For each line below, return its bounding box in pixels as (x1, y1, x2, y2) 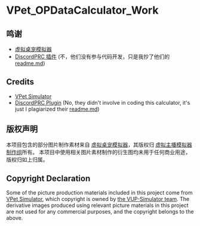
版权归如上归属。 (6, 156, 48, 163)
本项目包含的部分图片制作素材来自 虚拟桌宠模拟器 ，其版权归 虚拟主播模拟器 (6, 141, 192, 148)
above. (6, 215, 23, 222)
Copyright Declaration (6, 174, 91, 184)
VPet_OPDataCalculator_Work (6, 4, 159, 17)
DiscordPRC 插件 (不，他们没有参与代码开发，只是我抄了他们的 (14, 53, 170, 60)
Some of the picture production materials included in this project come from (6, 189, 193, 196)
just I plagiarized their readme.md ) (14, 105, 100, 112)
